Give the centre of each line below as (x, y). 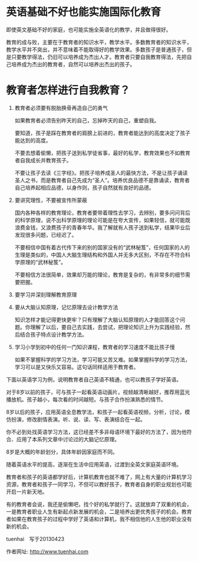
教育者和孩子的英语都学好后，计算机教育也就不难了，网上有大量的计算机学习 (99, 477)
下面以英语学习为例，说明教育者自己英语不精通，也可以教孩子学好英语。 (94, 379)
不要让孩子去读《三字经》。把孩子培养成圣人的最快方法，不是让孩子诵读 (101, 172)
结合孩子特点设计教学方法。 (53, 334)
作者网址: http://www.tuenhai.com (47, 551)
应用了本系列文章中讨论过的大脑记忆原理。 (68, 439)
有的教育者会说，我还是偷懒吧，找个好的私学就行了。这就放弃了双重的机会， (99, 504)
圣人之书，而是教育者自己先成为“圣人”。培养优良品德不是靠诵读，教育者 (102, 180)
